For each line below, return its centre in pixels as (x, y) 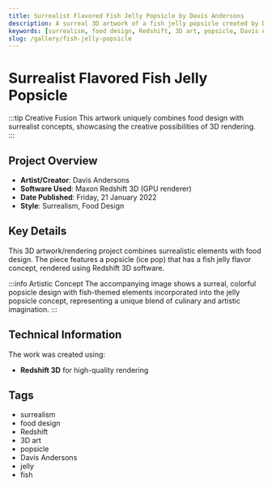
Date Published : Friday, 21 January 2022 (88, 197)
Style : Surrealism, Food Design (72, 206)
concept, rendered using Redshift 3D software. (87, 268)
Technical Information (65, 335)
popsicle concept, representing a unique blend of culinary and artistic (125, 301)
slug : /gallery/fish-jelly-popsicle (70, 38)
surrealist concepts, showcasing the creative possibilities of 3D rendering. (132, 127)
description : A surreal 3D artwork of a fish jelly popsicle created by (134, 23)
